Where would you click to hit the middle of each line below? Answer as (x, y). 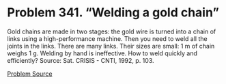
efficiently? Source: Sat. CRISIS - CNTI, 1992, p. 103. (81, 60)
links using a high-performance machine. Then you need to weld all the (107, 38)
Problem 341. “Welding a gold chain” (113, 13)
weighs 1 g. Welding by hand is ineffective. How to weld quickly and (102, 53)
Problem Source (30, 74)
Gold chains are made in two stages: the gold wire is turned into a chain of (112, 31)
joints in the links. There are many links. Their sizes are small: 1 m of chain (111, 46)
